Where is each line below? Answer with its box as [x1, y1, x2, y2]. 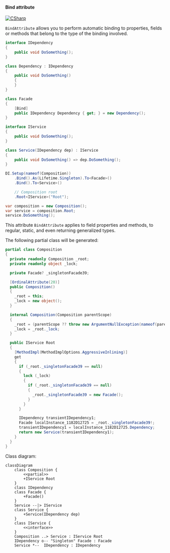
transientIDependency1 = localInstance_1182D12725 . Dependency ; [18, 425, 155, 430]
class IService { [14, 521, 51, 526]
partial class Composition [5, 247, 62, 252]
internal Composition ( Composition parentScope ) [10, 312, 112, 317]
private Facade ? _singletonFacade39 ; [10, 270, 90, 275]
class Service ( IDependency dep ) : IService [5, 148, 99, 153]
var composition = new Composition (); [5, 203, 87, 209]
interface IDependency [5, 41, 53, 46]
